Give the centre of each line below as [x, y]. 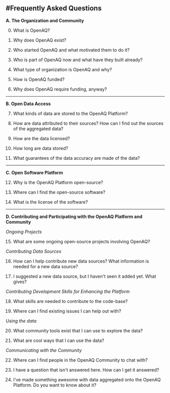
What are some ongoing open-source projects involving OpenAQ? [81, 241]
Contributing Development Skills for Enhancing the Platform [68, 291]
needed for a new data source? [45, 266]
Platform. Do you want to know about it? [54, 385]
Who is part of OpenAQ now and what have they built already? [78, 60]
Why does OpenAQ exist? [40, 40]
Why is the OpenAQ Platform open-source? [58, 182]
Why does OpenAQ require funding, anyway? [60, 89]
